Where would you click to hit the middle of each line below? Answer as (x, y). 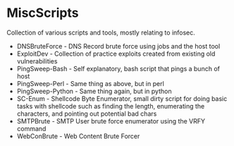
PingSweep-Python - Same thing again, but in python (94, 91)
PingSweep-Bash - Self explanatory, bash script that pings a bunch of (118, 68)
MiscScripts (43, 13)
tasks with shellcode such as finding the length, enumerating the (111, 106)
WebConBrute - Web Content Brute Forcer (78, 136)
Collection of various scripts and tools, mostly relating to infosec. (101, 32)
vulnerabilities (37, 61)
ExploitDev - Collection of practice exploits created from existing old (116, 54)
